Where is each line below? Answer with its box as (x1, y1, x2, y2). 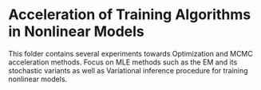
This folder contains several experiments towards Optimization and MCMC (8, 49, 253, 58)
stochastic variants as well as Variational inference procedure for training (8, 65, 249, 75)
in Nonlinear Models (8, 22, 145, 41)
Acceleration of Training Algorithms (8, 6, 251, 24)
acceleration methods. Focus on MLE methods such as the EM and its (8, 57, 238, 67)
